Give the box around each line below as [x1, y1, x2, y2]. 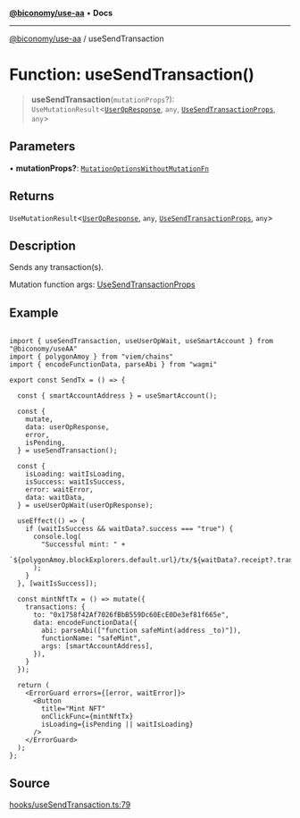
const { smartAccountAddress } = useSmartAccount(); [17, 392, 218, 401]
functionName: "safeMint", [41, 634, 142, 643]
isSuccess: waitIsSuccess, [25, 477, 126, 486]
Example [9, 305, 59, 320]
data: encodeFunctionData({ [32, 619, 138, 628]
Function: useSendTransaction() [9, 64, 254, 85]
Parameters [9, 139, 76, 155]
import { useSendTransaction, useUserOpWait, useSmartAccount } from [9, 337, 274, 346]
